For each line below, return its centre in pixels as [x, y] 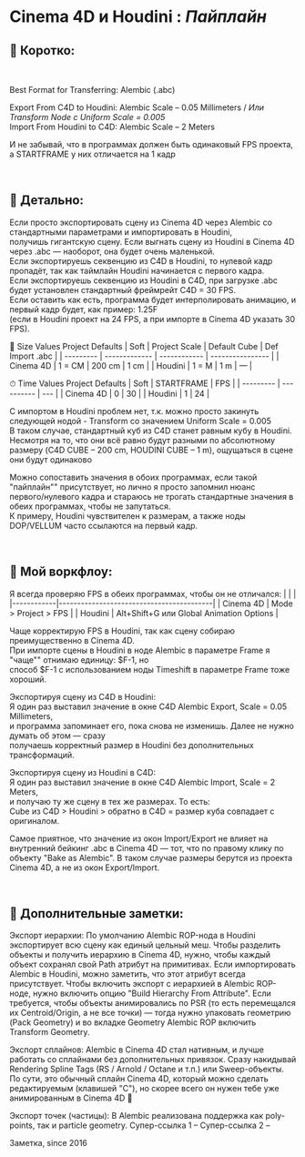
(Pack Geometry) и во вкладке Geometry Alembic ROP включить [133, 1022]
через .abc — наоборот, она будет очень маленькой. [112, 251]
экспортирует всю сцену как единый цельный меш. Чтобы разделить [145, 945]
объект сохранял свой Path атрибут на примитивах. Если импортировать [152, 964]
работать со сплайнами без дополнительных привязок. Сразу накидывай [153, 1060]
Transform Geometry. [50, 1032]
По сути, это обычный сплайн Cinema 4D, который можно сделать [139, 1079]
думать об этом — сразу [58, 736]
